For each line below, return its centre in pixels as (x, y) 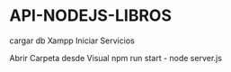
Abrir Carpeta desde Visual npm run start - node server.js (116, 58)
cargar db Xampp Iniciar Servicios (72, 40)
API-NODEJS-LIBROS (91, 16)
